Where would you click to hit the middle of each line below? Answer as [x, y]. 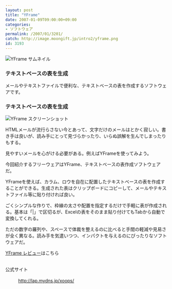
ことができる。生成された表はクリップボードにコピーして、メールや [81, 188]
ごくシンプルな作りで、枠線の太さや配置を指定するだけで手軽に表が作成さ [84, 206]
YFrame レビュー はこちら [32, 253]
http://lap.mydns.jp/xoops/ [46, 281]
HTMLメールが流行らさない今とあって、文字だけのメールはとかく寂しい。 [83, 130]
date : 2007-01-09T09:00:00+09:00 [41, 20]
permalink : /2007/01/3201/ [34, 34]
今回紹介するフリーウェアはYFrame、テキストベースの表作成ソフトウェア [83, 165]
